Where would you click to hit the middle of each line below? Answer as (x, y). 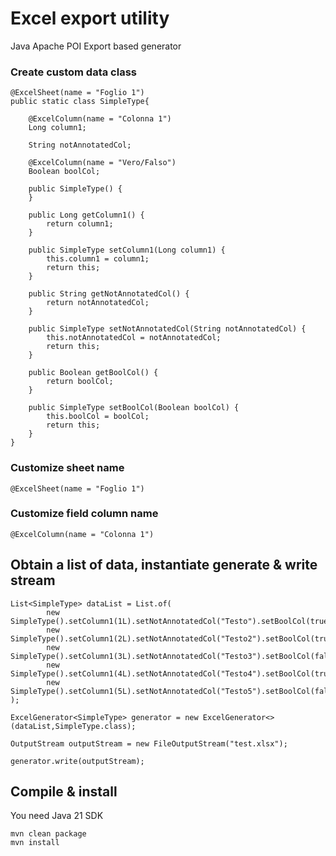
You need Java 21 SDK (57, 816)
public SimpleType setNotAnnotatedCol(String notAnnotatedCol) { (167, 329)
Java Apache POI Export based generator (96, 46)
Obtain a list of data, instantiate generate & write (164, 565)
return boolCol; (80, 382)
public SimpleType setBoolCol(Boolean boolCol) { (134, 408)
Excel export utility (90, 18)
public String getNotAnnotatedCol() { (109, 294)
